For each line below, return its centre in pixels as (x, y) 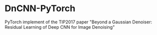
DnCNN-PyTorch (40, 9)
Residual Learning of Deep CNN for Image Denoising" (60, 27)
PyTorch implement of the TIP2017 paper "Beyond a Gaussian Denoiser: (78, 22)
